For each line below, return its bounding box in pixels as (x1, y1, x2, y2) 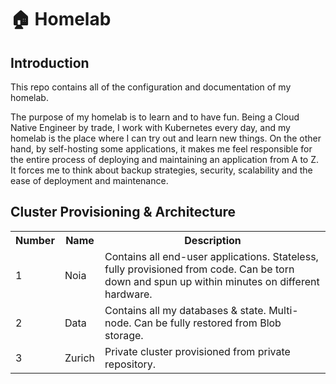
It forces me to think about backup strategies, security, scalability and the (10, 164, 313, 176)
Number (15, 233, 55, 247)
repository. (104, 357, 157, 371)
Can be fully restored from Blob (133, 316, 282, 330)
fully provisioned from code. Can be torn (104, 262, 295, 276)
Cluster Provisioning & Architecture (10, 204, 237, 221)
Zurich (64, 351, 96, 365)
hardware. (104, 287, 153, 301)
